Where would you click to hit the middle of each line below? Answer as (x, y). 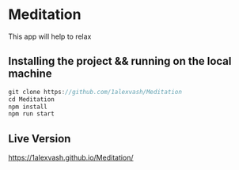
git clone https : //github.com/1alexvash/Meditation (95, 92)
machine (30, 74)
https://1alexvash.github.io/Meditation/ (71, 158)
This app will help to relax (50, 36)
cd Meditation (32, 99)
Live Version (40, 139)
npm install (28, 107)
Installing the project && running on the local (120, 61)
